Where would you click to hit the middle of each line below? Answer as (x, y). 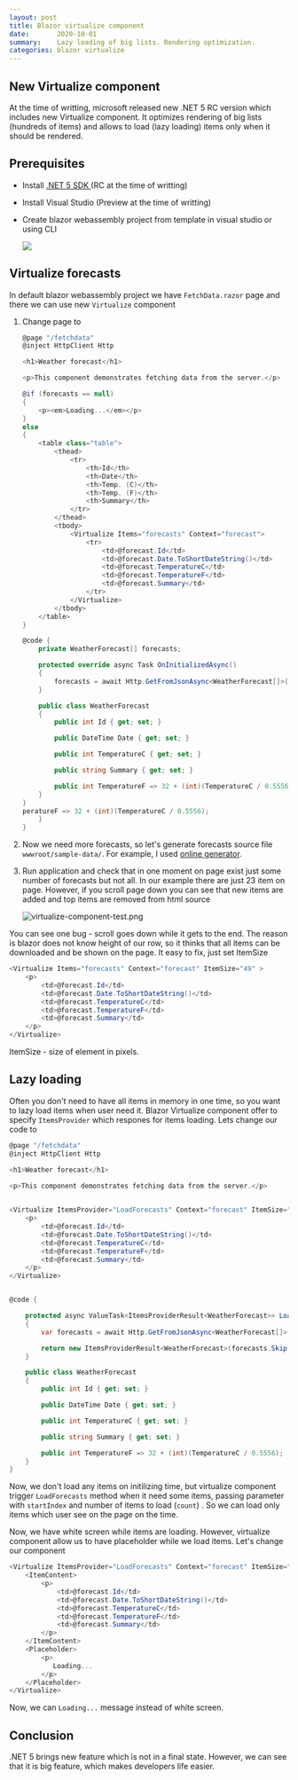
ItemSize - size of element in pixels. (74, 1052)
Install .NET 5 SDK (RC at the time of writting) (105, 185)
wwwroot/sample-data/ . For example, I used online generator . (132, 854)
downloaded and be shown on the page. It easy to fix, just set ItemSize (139, 953)
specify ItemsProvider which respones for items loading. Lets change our (143, 1119)
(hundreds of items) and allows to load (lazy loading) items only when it (140, 126)
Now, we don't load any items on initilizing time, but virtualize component (143, 1486)
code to (23, 1129)
